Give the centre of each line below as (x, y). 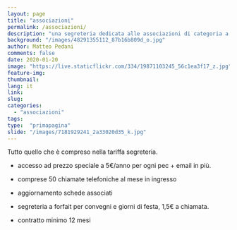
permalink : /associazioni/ (47, 27)
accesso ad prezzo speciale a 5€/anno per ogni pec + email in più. (114, 166)
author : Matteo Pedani (41, 47)
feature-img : (26, 73)
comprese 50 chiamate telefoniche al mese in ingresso (97, 179)
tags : (15, 119)
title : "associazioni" (41, 20)
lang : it (20, 86)
